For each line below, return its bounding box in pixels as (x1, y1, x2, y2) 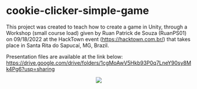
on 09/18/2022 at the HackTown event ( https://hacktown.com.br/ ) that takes (6, 35, 191, 42)
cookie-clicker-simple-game (6, 4, 149, 17)
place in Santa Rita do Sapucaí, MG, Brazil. (6, 42, 109, 49)
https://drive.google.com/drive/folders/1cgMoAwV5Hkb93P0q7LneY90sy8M (6, 59, 192, 66)
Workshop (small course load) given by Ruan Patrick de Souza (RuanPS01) (6, 29, 187, 36)
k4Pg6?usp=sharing (6, 65, 55, 72)
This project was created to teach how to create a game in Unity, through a (6, 23, 188, 30)
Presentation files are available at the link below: (6, 53, 123, 60)
